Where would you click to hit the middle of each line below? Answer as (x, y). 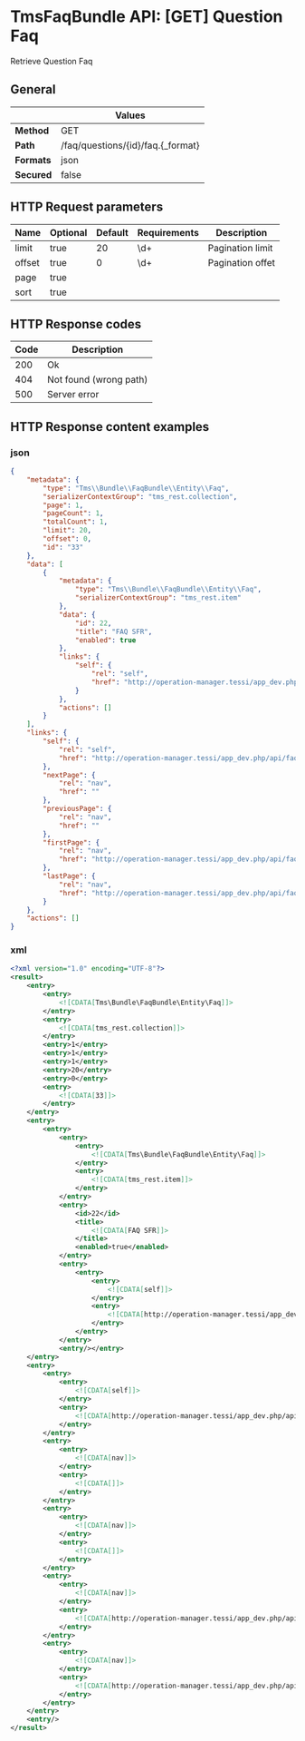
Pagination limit (240, 248)
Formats (33, 160)
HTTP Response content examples (110, 427)
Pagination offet (241, 262)
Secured (33, 174)
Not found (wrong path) (98, 380)
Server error (73, 395)
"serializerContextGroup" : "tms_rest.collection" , (140, 496)
